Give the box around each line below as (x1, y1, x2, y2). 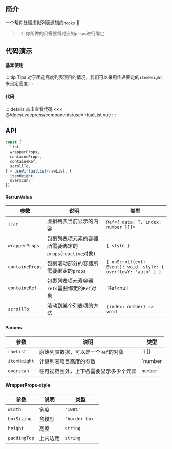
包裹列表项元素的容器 (47, 235, 99, 242)
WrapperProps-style (5, 382, 50, 388)
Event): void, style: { (106, 264, 164, 270)
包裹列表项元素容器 (47, 277, 94, 284)
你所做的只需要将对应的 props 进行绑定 (25, 30, 105, 36)
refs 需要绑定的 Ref (47, 285, 91, 292)
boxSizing (8, 416, 32, 421)
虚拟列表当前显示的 (47, 218, 94, 225)
